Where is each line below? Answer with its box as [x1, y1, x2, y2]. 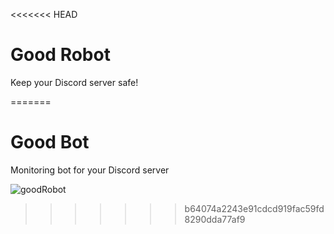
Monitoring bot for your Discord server [10, 164, 170, 176]
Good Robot [10, 44, 111, 66]
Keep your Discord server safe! [10, 76, 139, 88]
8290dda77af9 [184, 213, 246, 225]
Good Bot [10, 131, 90, 154]
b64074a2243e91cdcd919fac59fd [184, 202, 325, 214]
